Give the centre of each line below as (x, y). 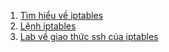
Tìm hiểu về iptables (61, 15)
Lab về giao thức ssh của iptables (89, 36)
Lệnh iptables (48, 26)
